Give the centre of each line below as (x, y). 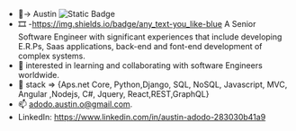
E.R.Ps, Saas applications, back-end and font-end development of (140, 46)
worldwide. (39, 75)
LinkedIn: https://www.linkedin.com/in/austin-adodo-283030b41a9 (142, 117)
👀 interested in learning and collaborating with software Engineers (140, 65)
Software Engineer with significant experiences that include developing (150, 37)
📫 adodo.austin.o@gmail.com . (75, 104)
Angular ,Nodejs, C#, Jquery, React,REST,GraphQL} (113, 94)
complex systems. (51, 56)
